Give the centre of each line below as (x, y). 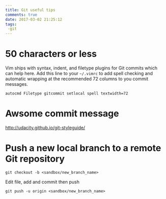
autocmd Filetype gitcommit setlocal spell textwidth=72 (67, 94)
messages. (17, 84)
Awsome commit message (62, 113)
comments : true (21, 15)
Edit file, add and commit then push (42, 182)
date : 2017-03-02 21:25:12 (34, 19)
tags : (11, 24)
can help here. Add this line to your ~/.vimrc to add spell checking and (79, 74)
